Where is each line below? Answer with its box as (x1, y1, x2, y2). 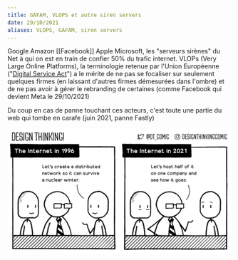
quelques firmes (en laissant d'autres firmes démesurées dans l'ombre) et (7, 77, 224, 85)
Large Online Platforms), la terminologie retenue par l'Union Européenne (7, 62, 219, 71)
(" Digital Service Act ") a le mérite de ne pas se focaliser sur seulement (7, 70, 215, 78)
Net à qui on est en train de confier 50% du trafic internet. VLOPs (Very (7, 54, 217, 63)
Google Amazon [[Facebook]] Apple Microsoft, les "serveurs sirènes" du (7, 47, 221, 56)
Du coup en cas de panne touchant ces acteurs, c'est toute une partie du (7, 106, 222, 115)
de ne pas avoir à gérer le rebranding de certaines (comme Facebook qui (7, 85, 222, 93)
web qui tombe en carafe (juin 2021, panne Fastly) (7, 114, 155, 123)
